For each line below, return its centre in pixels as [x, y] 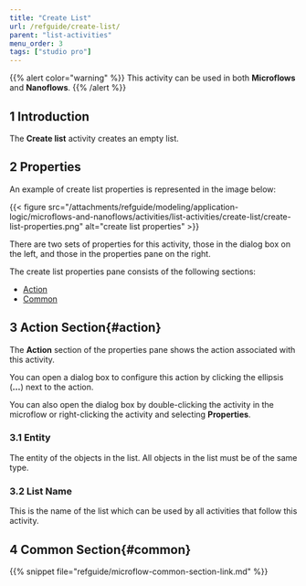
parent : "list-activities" [61, 35]
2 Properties [46, 167]
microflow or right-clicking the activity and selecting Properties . [130, 414]
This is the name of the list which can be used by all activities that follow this [153, 511]
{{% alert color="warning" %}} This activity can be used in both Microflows [153, 78]
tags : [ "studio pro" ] [51, 52]
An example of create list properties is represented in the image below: [143, 189]
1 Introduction [49, 117]
